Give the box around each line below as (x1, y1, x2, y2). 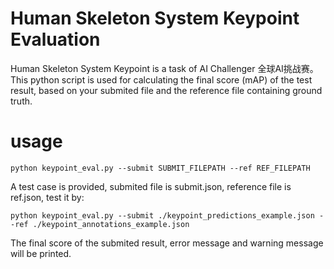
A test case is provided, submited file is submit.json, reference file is (10, 180, 292, 192)
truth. (10, 95, 33, 107)
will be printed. (10, 247, 72, 259)
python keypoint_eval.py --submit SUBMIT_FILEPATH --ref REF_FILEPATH (10, 163, 311, 173)
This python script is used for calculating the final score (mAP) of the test (10, 73, 313, 86)
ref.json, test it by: (10, 191, 85, 203)
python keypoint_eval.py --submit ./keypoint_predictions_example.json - (10, 210, 325, 221)
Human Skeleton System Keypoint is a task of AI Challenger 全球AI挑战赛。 (10, 62, 319, 74)
